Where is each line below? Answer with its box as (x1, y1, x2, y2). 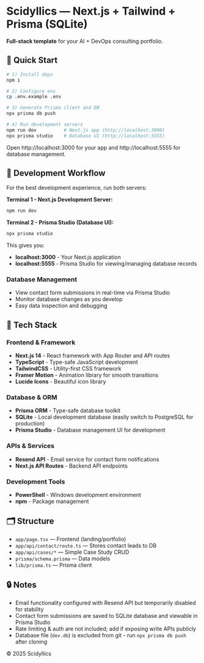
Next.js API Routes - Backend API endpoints (15, 462, 128, 469)
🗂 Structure (6, 516, 54, 526)
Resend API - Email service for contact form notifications (15, 455, 159, 463)
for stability (15, 606, 44, 613)
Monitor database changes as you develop (15, 295, 123, 303)
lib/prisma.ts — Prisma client (15, 561, 92, 568)
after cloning (15, 638, 48, 645)
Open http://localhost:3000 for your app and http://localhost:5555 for (6, 143, 181, 151)
